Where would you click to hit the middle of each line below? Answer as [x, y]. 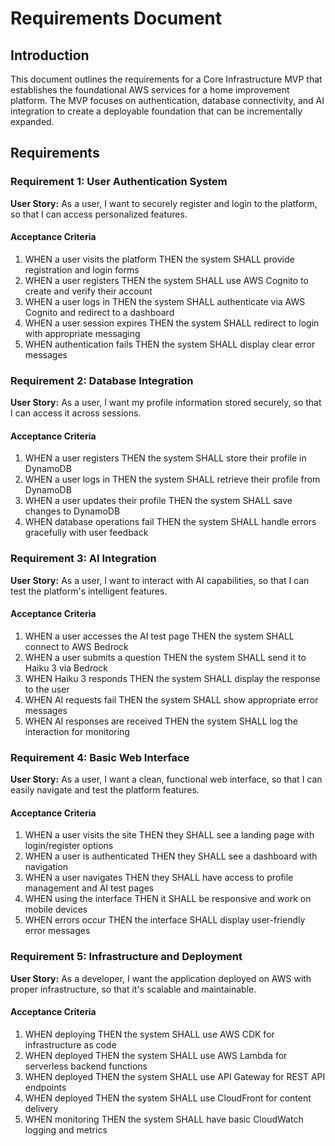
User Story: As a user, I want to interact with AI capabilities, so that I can [160, 580]
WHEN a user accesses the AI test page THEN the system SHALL [159, 636]
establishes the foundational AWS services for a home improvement [150, 90]
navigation [46, 867]
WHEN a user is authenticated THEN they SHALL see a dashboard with [171, 856]
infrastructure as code [70, 1044]
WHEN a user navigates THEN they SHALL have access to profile [159, 878]
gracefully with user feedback [86, 533]
